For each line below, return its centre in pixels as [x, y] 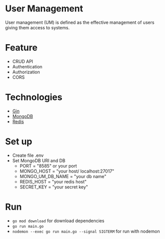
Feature [21, 48]
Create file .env [28, 155]
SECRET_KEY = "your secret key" [54, 187]
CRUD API [23, 61]
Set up [19, 141]
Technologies [34, 97]
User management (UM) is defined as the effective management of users [80, 22]
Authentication [27, 66]
